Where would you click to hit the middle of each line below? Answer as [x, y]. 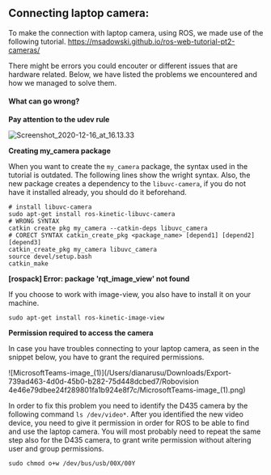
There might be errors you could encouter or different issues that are [123, 66]
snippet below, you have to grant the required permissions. [106, 357]
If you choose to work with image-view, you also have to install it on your [129, 295]
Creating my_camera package [59, 151]
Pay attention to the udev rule [59, 120]
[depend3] [25, 243]
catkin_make [28, 264]
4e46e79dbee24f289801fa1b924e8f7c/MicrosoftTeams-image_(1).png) [127, 390]
